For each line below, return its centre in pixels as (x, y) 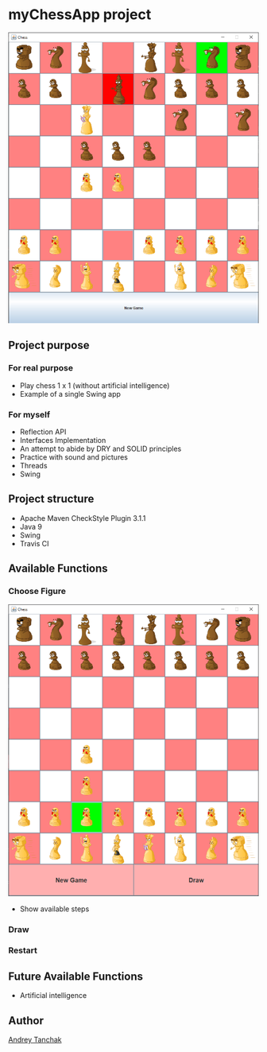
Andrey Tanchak (35, 1040)
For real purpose (41, 368)
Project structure (51, 499)
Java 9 (31, 526)
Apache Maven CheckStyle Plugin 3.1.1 (83, 518)
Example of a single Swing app (70, 394)
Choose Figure (37, 592)
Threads (33, 466)
